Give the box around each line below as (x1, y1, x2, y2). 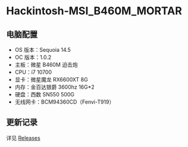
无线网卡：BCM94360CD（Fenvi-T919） (14, 98, 115, 105)
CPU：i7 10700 (14, 68, 52, 76)
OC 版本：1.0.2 (14, 54, 52, 61)
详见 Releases (6, 134, 40, 141)
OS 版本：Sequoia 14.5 (14, 46, 71, 53)
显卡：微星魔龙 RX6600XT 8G (14, 76, 88, 83)
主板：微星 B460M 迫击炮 (14, 61, 79, 68)
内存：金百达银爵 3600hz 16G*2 (14, 83, 95, 90)
